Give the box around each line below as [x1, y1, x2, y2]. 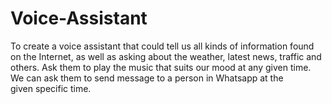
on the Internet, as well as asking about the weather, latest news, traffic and [10, 50, 322, 62]
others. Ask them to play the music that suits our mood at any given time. [10, 61, 312, 73]
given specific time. [10, 82, 92, 94]
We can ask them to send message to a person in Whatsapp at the [10, 72, 284, 84]
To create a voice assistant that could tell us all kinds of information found [10, 40, 315, 52]
